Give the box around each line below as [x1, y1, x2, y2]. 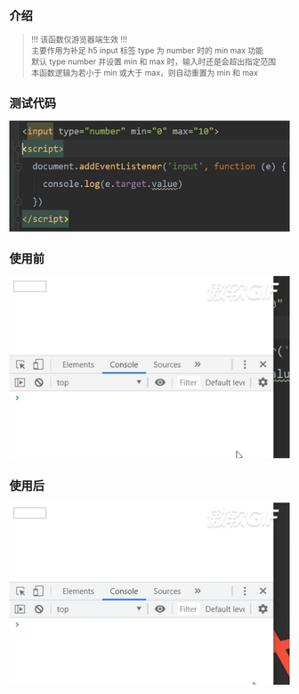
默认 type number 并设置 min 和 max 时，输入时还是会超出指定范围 [30, 56, 277, 67]
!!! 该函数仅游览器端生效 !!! [30, 34, 127, 45]
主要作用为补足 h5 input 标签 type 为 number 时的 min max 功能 [30, 45, 264, 55]
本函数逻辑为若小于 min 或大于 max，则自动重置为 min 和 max [30, 67, 258, 78]
